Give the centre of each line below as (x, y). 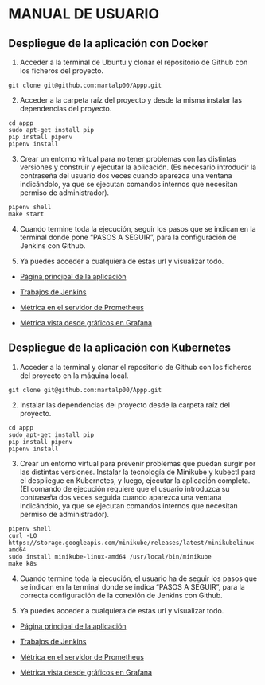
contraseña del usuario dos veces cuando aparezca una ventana (126, 175)
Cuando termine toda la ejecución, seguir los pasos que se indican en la (138, 229)
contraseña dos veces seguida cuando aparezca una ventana (121, 497)
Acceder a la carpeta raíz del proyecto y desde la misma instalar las (131, 100)
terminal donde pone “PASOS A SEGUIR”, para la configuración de (128, 237)
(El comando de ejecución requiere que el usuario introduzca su (125, 488)
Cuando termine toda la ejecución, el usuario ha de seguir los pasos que (138, 578)
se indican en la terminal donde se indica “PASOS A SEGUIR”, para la (132, 586)
